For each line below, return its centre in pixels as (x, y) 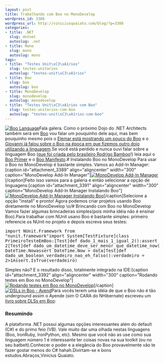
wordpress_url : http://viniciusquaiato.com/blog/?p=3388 (64, 23)
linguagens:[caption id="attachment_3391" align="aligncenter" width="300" (82, 185)
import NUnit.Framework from (40, 231)
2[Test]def (18, 246)
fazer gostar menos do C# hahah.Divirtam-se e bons (58, 350)
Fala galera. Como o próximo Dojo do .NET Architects (93, 128)
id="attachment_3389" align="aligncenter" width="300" (79, 170)
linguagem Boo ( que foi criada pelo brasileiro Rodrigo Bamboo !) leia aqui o (80, 154)
